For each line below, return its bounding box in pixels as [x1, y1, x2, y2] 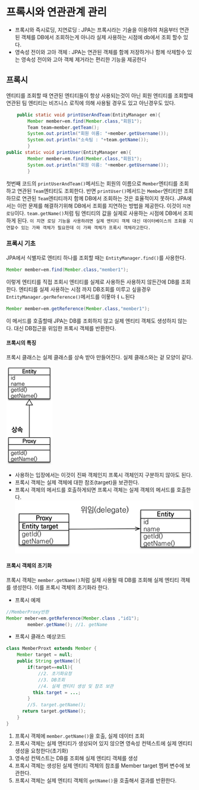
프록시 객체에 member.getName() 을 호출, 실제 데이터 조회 [14, 732, 145, 740]
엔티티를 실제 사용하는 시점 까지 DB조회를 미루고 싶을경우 [18, 286, 151, 293]
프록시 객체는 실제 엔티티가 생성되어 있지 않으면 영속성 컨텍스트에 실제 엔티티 [14, 740, 193, 747]
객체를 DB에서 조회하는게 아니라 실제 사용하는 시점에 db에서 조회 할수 [21, 33, 182, 40]
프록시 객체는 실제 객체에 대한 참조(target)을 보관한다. [14, 479, 140, 486]
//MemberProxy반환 [6, 609, 49, 615]
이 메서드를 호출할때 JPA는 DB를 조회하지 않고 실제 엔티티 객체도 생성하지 [6, 317, 176, 324]
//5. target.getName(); [27, 702, 86, 708]
